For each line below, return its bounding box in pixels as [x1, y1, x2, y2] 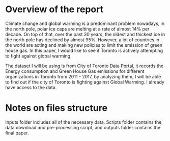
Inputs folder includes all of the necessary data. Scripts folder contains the [5, 119, 162, 125]
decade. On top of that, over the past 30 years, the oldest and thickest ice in [5, 31, 165, 37]
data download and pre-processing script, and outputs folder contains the [5, 124, 161, 130]
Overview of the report [5, 4, 103, 15]
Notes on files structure [5, 102, 108, 114]
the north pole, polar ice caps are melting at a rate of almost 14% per [5, 25, 150, 32]
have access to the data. [5, 84, 57, 90]
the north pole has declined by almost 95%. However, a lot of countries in [5, 37, 159, 43]
